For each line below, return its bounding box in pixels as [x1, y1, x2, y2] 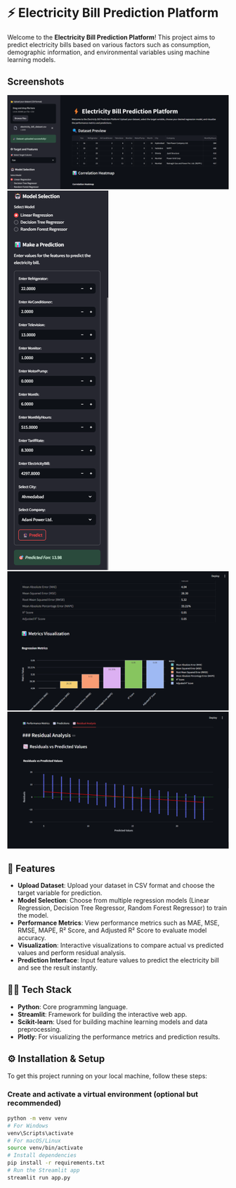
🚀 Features [7, 863, 55, 875]
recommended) [7, 1098, 62, 1108]
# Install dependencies [7, 1152, 77, 1159]
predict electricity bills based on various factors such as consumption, [7, 40, 211, 49]
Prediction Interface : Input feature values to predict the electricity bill [17, 956, 219, 965]
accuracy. [17, 934, 47, 942]
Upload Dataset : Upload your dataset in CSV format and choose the [17, 881, 216, 890]
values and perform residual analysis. [17, 949, 126, 957]
